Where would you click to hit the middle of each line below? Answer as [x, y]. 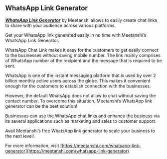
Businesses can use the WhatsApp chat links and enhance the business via [83, 116]
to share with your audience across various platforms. [61, 25]
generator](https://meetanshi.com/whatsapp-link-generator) [67, 151]
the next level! [19, 136]
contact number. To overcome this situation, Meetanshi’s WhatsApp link [79, 101]
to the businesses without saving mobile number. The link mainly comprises [83, 55]
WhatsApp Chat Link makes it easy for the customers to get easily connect [82, 50]
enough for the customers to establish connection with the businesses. [78, 86]
